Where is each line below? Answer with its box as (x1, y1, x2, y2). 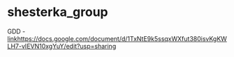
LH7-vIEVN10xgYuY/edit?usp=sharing (7, 42, 117, 50)
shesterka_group (7, 4, 108, 20)
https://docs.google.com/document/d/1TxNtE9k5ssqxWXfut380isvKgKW (17, 34, 227, 42)
